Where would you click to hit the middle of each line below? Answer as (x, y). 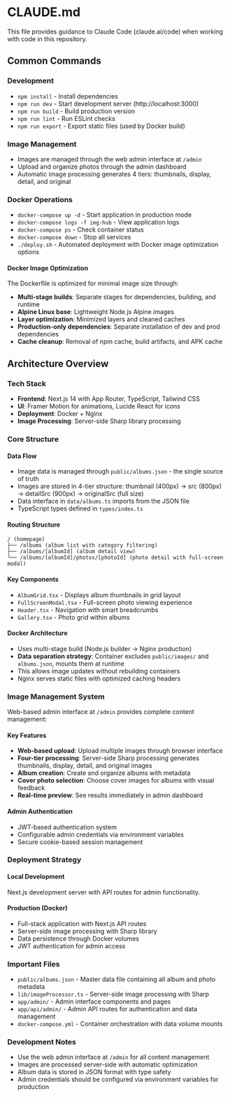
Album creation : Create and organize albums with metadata (104, 773)
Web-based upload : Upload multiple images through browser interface (120, 751)
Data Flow (22, 456)
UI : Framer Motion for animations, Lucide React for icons (99, 406)
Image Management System (56, 697)
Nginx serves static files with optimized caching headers (99, 678)
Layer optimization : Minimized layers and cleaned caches (101, 320)
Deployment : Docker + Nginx (60, 414)
